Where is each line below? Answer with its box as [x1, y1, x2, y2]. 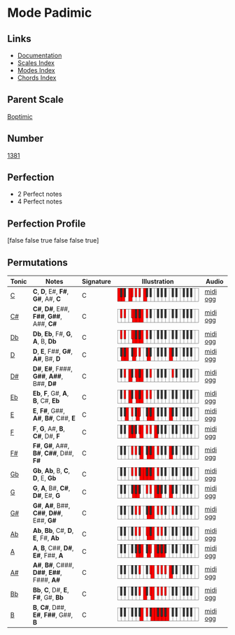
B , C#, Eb [32, 397, 60, 405]
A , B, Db [32, 337, 57, 345]
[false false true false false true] [7, 236, 99, 245]
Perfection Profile [7, 217, 86, 229]
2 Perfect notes [17, 190, 62, 199]
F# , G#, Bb [32, 593, 64, 602]
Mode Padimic [7, 5, 92, 21]
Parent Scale [7, 94, 64, 106]
